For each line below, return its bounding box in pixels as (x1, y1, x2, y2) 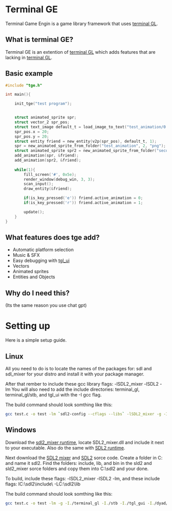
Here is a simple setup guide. (5, 337, 67, 343)
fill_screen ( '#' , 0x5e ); (24, 172, 77, 177)
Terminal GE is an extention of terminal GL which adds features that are (5, 49, 156, 55)
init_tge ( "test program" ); (14, 101, 72, 106)
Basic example (5, 69, 53, 78)
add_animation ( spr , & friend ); (14, 153, 79, 158)
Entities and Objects (12, 274, 55, 280)
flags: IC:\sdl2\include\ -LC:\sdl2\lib (5, 481, 81, 487)
